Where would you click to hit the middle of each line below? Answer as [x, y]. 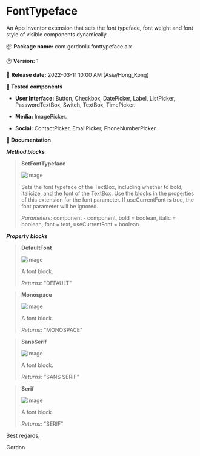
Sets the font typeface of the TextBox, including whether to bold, [102, 187]
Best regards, [23, 435]
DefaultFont [36, 248]
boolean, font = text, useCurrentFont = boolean [80, 224]
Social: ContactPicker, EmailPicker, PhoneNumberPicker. [86, 128]
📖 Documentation [29, 140]
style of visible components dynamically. [57, 34]
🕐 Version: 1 [23, 61]
